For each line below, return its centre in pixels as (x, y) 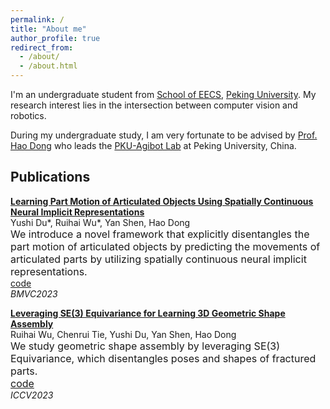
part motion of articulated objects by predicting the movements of (165, 246)
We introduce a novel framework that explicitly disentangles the (160, 234)
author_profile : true (55, 38)
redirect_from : (42, 47)
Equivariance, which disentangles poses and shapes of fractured (163, 358)
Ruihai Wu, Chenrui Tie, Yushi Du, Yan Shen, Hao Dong (123, 334)
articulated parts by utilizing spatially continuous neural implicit (158, 259)
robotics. (28, 115)
